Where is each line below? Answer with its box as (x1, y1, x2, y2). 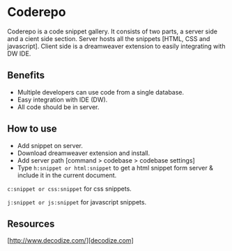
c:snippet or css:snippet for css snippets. (7, 184, 132, 193)
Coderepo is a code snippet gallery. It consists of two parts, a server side (7, 27, 218, 35)
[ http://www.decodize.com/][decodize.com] (7, 236, 134, 245)
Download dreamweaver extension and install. (17, 149, 150, 157)
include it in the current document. (17, 171, 117, 179)
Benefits (7, 70, 45, 81)
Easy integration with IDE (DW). (17, 95, 108, 104)
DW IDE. (7, 49, 31, 58)
